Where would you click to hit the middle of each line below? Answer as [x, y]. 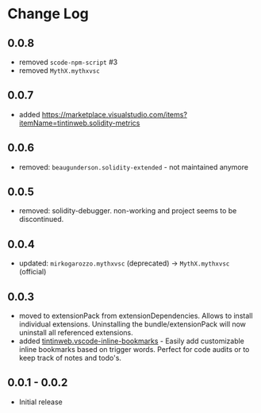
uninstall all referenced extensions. [76, 333]
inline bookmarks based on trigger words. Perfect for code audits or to [134, 350]
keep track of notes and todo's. [70, 358]
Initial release [40, 402]
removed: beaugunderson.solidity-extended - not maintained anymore [134, 166]
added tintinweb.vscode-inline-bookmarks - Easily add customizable [132, 341]
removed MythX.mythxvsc [59, 71]
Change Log [48, 14]
